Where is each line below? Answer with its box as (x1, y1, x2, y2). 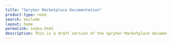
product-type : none (5, 12, 47, 17)
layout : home (5, 21, 33, 27)
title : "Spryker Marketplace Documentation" (5, 7, 102, 13)
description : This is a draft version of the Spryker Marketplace (5, 31, 150, 36)
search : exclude (5, 17, 40, 22)
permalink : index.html (5, 26, 54, 31)
